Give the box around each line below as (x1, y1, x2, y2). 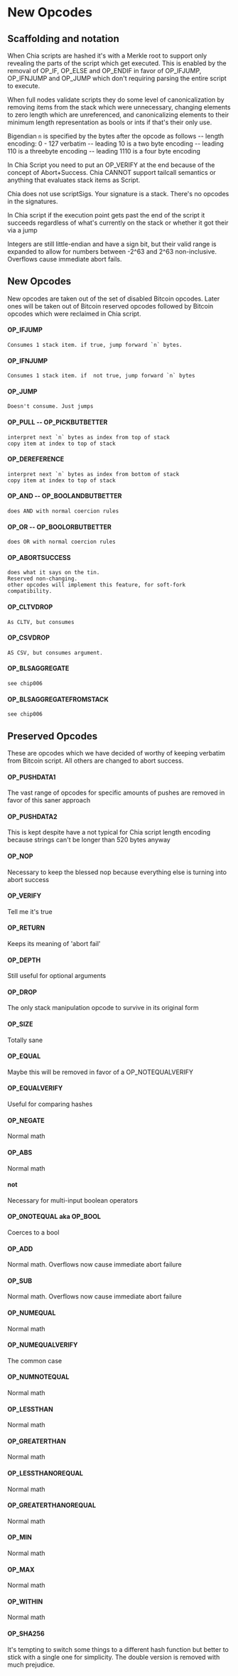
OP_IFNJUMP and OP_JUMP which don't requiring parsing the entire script (7, 74, 227, 82)
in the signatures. (7, 197, 58, 205)
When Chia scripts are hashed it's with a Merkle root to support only (7, 51, 207, 60)
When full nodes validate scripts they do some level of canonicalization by (7, 95, 225, 104)
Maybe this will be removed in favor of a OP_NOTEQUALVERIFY (7, 1068, 194, 1076)
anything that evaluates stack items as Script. (7, 176, 141, 184)
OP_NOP (7, 852, 33, 861)
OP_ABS (7, 1148, 33, 1156)
